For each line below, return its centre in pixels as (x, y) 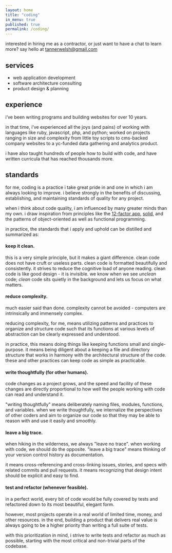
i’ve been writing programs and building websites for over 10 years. (77, 117)
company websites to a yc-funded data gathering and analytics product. (82, 143)
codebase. (17, 546)
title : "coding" (23, 15)
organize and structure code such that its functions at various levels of (80, 328)
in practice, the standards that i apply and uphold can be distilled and (79, 229)
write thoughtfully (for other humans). (47, 372)
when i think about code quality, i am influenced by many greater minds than (86, 208)
